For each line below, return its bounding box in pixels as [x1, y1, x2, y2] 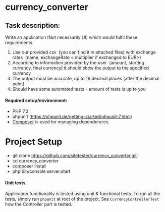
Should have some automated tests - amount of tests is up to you [12, 86, 146, 92]
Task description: [5, 21, 60, 30]
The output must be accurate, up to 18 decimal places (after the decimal [12, 76, 160, 81]
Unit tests [5, 180, 26, 186]
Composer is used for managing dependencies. [12, 119, 110, 125]
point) [12, 81, 25, 87]
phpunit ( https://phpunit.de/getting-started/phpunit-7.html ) [12, 113, 132, 120]
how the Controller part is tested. [5, 201, 73, 207]
